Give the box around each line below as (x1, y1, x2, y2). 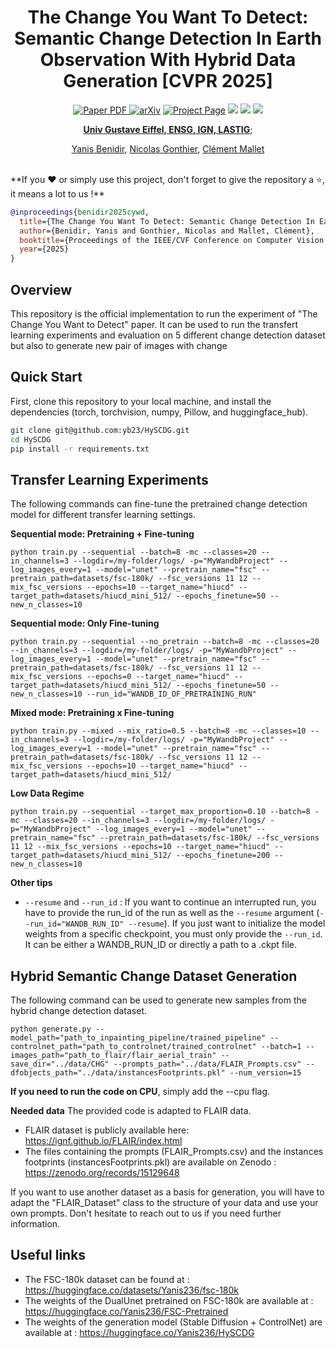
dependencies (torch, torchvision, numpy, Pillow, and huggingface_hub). (10, 406, 309, 418)
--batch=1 (260, 1042, 302, 1052)
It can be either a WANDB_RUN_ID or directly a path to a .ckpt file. (24, 939, 298, 951)
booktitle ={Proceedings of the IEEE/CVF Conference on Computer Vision (19, 235, 325, 245)
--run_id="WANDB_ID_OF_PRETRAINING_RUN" (86, 689, 257, 700)
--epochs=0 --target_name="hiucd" (86, 672, 230, 682)
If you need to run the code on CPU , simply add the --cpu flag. (10, 1086, 271, 1098)
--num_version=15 (229, 1068, 302, 1078)
